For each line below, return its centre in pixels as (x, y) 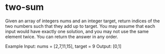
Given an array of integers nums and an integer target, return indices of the (82, 21)
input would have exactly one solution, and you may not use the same (77, 31)
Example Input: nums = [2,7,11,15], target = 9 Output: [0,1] (63, 46)
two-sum (24, 7)
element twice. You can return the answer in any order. (62, 37)
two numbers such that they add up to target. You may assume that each (80, 26)
